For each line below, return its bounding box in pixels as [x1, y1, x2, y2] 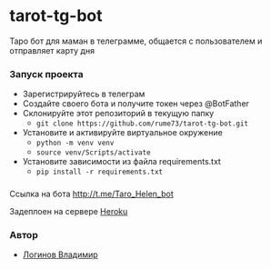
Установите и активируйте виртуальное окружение [22, 127, 223, 138]
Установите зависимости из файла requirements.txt [22, 156, 221, 167]
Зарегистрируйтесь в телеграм [22, 88, 146, 100]
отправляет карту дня [9, 45, 95, 55]
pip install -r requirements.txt [35, 167, 164, 177]
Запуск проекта [9, 67, 84, 80]
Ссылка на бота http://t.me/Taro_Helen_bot [9, 188, 175, 200]
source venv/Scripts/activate [35, 148, 152, 157]
